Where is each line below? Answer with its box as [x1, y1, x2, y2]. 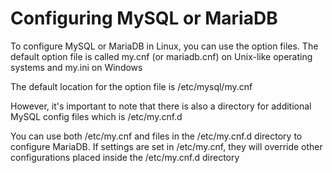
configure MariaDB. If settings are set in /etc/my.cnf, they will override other [10, 140, 323, 152]
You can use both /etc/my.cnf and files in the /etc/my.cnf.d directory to [10, 130, 303, 142]
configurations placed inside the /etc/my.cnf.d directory [10, 151, 240, 163]
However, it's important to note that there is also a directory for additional [10, 100, 312, 112]
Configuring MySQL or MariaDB [10, 7, 278, 30]
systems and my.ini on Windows [10, 61, 143, 73]
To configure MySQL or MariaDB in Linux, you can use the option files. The [10, 40, 319, 52]
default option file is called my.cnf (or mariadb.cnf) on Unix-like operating [10, 50, 313, 62]
